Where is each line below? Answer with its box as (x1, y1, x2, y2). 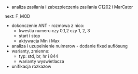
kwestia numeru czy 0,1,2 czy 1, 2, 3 (18, 28, 90, 33)
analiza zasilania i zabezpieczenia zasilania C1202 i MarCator (11, 4, 133, 10)
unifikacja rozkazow (11, 63, 52, 69)
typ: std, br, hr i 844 (18, 53, 58, 59)
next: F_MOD (4, 13, 30, 19)
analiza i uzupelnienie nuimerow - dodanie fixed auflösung (11, 43, 128, 49)
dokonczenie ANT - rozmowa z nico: (11, 23, 84, 28)
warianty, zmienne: (11, 48, 50, 54)
